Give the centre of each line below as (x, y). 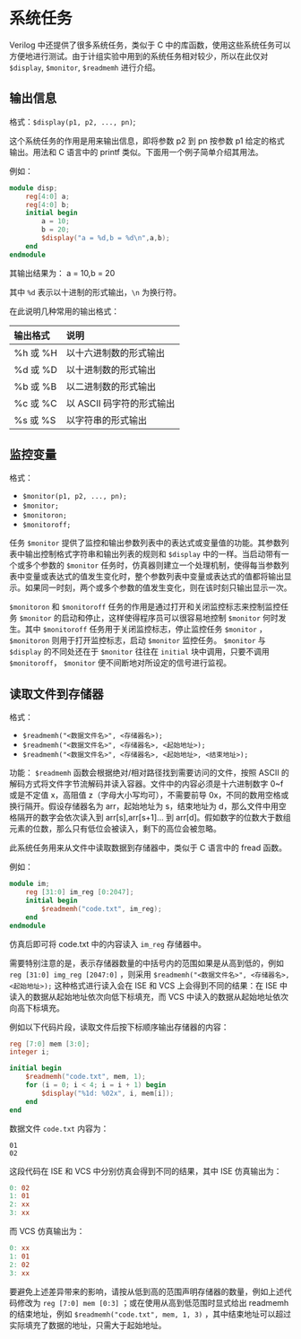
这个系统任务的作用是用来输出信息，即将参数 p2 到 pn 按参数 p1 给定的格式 (147, 141)
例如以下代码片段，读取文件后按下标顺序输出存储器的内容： (119, 1027)
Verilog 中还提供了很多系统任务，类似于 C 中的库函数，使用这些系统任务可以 (150, 45)
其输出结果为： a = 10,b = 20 (62, 273)
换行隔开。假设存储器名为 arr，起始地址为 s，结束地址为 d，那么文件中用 (144, 806)
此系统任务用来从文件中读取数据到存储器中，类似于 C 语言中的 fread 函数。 (148, 848)
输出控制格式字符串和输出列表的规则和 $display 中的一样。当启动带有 (153, 554)
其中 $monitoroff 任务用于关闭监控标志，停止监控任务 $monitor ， (146, 630)
